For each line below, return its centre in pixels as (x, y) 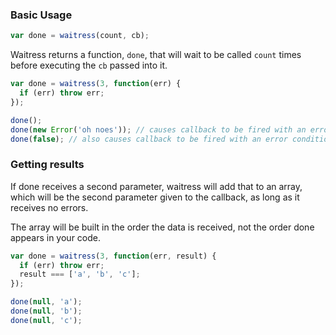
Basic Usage (41, 15)
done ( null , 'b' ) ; (46, 311)
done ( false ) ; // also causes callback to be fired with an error (149, 139)
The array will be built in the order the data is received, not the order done (162, 227)
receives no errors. (49, 207)
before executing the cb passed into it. (89, 65)
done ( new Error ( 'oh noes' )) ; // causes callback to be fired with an (158, 129)
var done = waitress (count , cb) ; (80, 36)
